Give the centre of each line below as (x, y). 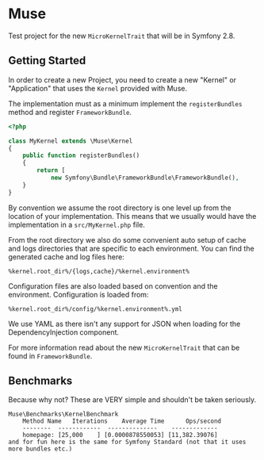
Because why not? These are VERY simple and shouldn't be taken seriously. (132, 400)
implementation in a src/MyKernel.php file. (77, 224)
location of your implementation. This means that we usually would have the (132, 216)
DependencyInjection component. (64, 332)
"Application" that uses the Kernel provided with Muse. (98, 88)
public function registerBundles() (81, 155)
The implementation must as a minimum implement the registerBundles (125, 103)
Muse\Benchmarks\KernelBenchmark (63, 414)
